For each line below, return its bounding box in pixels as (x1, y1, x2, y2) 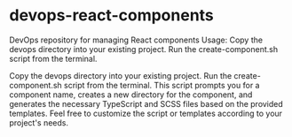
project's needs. (9, 117, 69, 128)
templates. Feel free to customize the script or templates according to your (9, 108, 282, 118)
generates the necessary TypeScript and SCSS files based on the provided (9, 98, 284, 109)
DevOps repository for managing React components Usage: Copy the (9, 34, 264, 45)
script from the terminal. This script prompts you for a (63, 80, 260, 90)
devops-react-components (9, 5, 215, 26)
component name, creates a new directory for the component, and (9, 89, 253, 100)
